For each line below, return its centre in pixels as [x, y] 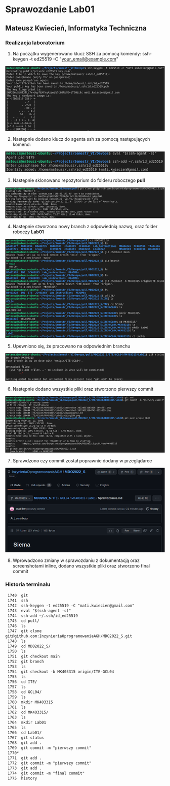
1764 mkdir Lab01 [27, 722]
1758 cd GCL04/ [25, 692]
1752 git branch [26, 662]
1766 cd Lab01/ [25, 733]
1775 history [22, 778]
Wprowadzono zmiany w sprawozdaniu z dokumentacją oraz [76, 560]
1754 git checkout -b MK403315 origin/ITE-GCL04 [61, 672]
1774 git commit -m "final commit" [46, 773]
